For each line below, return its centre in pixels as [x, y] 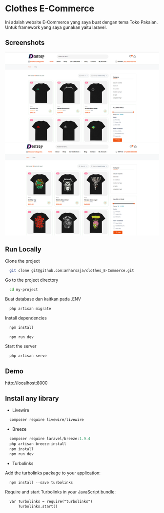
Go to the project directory [32, 280]
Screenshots [25, 43]
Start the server [21, 346]
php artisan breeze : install [38, 444]
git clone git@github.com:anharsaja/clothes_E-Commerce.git [72, 271]
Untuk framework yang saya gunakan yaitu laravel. [56, 27]
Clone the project [22, 261]
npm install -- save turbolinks [41, 483]
